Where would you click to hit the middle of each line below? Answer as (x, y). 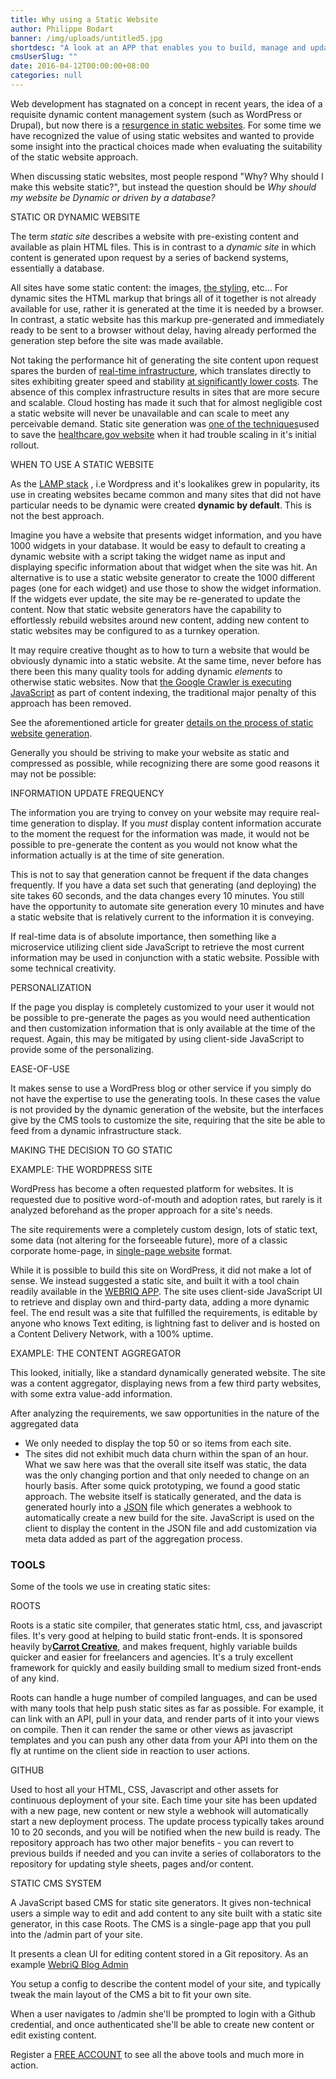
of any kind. (35, 1678)
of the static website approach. (74, 157)
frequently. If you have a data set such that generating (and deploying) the (163, 885)
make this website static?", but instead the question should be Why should (163, 187)
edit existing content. (53, 2035)
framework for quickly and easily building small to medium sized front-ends (166, 1668)
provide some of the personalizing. (82, 1049)
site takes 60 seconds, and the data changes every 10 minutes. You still (157, 895)
